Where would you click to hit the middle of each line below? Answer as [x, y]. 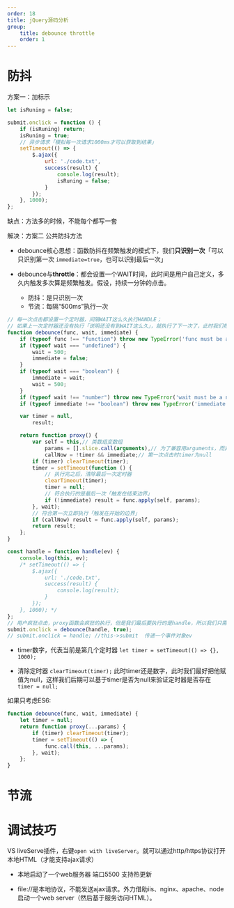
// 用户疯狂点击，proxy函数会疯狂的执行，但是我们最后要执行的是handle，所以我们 [112, 623]
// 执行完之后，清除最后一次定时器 [88, 475]
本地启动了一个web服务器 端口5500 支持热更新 [84, 875]
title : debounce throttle [57, 33]
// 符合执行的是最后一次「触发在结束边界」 [99, 494]
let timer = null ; [46, 721]
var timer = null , [46, 416]
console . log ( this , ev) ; [54, 558]
